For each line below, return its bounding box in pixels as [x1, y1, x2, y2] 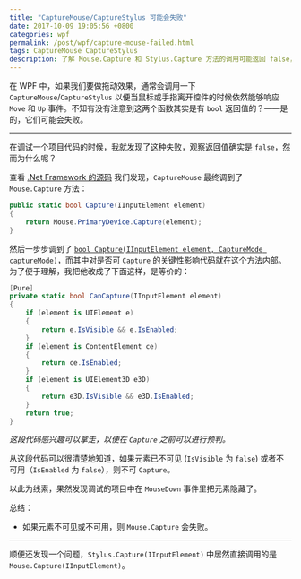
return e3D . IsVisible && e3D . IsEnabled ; [41, 392, 194, 401]
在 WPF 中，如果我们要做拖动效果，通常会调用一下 [9, 81, 196, 91]
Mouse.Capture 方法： [9, 183, 88, 194]
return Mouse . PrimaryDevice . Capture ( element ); [25, 217, 202, 227]
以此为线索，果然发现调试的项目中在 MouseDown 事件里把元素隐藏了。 [9, 483, 262, 494]
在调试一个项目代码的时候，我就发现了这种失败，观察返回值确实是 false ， [9, 142, 283, 152]
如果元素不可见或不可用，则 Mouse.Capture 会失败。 [21, 522, 213, 532]
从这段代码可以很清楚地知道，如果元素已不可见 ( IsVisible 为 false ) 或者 [9, 454, 277, 464]
